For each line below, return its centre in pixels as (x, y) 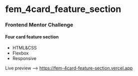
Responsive (24, 58)
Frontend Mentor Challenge (39, 25)
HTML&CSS (25, 48)
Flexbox (20, 53)
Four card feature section (32, 36)
